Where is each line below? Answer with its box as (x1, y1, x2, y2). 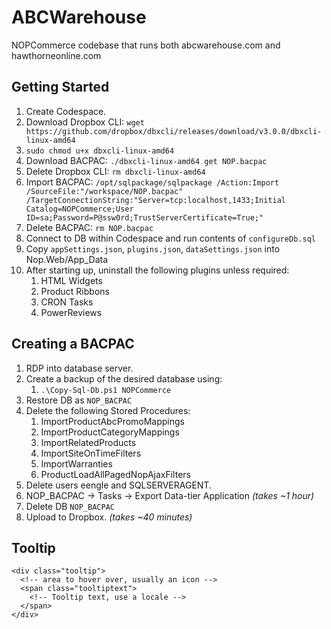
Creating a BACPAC (11, 336, 135, 353)
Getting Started (11, 79, 110, 96)
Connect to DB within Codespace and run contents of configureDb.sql (25, 232, 316, 244)
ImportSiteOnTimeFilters (40, 447, 142, 459)
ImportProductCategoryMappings (40, 426, 180, 438)
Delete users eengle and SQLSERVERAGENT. (25, 479, 212, 491)
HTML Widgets (40, 274, 103, 286)
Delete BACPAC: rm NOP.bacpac (25, 221, 154, 233)
